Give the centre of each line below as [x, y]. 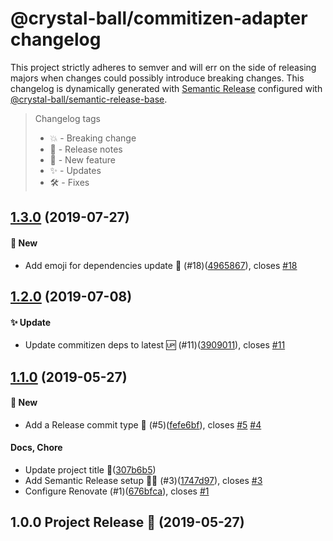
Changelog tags [67, 118]
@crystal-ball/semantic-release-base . [89, 99]
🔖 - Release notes [86, 149]
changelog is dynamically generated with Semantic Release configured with [166, 88]
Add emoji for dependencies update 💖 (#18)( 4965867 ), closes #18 [161, 265]
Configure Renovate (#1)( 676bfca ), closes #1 [117, 491]
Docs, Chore [36, 448]
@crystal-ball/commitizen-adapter [159, 18]
